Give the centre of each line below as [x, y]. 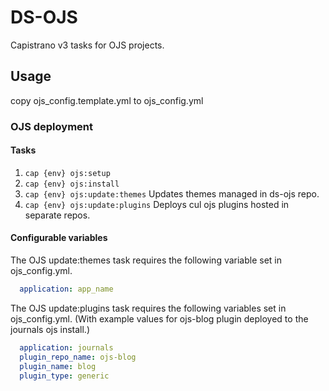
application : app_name [66, 289]
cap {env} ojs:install [72, 184]
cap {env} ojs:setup [67, 173]
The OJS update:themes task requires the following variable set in [146, 260]
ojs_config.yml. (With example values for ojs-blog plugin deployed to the [159, 318]
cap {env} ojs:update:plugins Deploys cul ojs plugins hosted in [157, 204]
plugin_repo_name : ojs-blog [78, 357]
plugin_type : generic [64, 376]
